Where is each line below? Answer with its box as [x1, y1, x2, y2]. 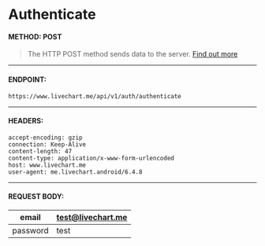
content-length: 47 [8, 147, 73, 155]
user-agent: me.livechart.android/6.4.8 [8, 167, 144, 176]
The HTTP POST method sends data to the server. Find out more [27, 50, 238, 59]
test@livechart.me [56, 212, 128, 222]
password [12, 226, 49, 236]
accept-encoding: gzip [8, 134, 83, 141]
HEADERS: [8, 116, 44, 126]
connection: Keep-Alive [8, 140, 87, 149]
